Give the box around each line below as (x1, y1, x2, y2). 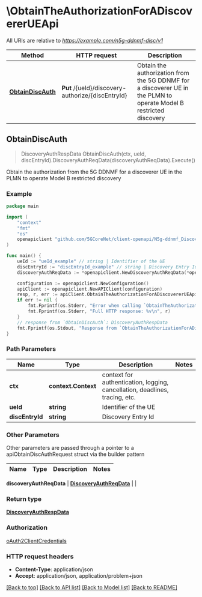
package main (6, 203, 39, 210)
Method (20, 51, 44, 59)
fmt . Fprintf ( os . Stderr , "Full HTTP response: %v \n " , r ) (28, 308, 171, 315)
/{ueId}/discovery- (73, 83, 127, 92)
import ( (6, 214, 28, 220)
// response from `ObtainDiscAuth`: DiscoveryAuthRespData (17, 320, 168, 326)
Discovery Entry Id (102, 413, 155, 421)
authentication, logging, (102, 378, 169, 386)
